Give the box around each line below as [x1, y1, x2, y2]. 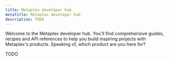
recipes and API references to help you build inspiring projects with [5, 36, 146, 42]
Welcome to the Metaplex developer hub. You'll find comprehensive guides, [5, 31, 164, 37]
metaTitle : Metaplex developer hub [5, 12, 81, 17]
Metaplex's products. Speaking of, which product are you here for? [5, 41, 146, 47]
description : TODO [5, 17, 44, 22]
